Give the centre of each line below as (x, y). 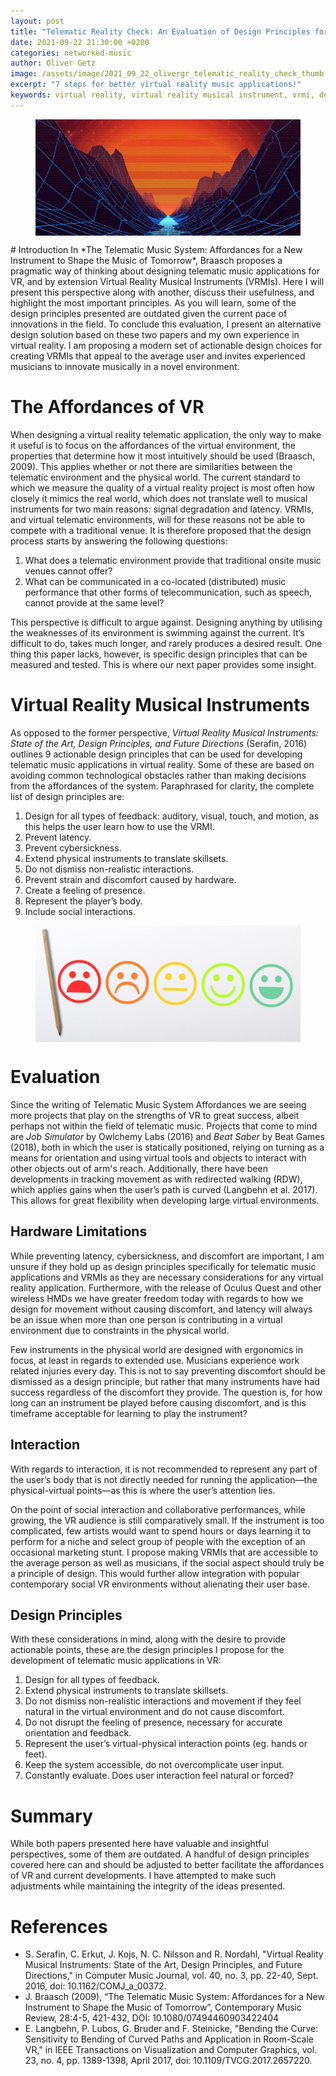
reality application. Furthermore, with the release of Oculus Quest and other (166, 1287)
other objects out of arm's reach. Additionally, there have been (139, 1168)
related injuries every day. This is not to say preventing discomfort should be (168, 1371)
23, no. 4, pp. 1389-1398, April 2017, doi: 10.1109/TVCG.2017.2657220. (168, 2061)
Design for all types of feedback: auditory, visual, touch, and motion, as (172, 816)
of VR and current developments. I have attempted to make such (143, 1876)
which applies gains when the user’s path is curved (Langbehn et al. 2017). (164, 1189)
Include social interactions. (80, 911)
